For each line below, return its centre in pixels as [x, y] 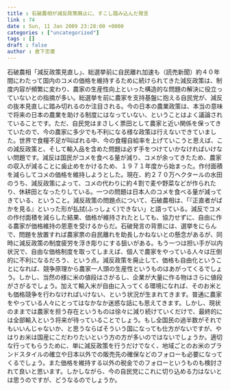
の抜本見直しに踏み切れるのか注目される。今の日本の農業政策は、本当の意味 [115, 106]
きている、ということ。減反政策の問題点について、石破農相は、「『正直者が [112, 200]
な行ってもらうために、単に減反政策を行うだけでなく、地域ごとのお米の [109, 346]
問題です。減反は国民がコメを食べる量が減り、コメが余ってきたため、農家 [117, 157]
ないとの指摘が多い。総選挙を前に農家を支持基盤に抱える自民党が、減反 [121, 97]
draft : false [27, 45]
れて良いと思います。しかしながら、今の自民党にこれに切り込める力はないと [115, 371]
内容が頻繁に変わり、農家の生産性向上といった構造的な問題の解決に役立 [115, 89]
